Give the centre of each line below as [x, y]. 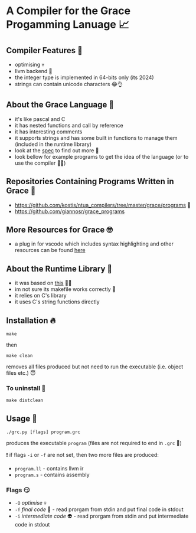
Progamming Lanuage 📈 [68, 24]
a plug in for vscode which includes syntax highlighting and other [94, 244]
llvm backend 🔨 [33, 71]
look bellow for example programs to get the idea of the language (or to [102, 156]
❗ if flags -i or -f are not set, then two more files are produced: [83, 455]
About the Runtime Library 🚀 [59, 269]
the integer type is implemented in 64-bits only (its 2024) [84, 77]
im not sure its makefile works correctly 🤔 [65, 289]
